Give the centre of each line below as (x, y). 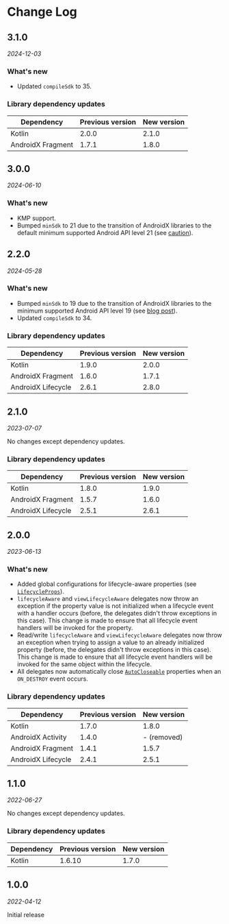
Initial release (26, 914)
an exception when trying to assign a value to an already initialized (111, 642)
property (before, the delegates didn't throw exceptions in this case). (114, 650)
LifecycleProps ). (41, 592)
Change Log (42, 12)
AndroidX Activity (39, 737)
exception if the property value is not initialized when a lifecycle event (115, 606)
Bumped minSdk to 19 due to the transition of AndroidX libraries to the (114, 303)
